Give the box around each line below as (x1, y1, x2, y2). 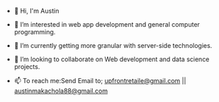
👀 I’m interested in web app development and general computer (13, 20, 201, 28)
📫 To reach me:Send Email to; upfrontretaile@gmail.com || (13, 77, 186, 84)
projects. (13, 63, 40, 70)
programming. (13, 28, 56, 36)
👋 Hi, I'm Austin (13, 7, 60, 15)
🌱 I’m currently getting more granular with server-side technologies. (13, 42, 213, 49)
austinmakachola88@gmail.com (13, 87, 108, 95)
